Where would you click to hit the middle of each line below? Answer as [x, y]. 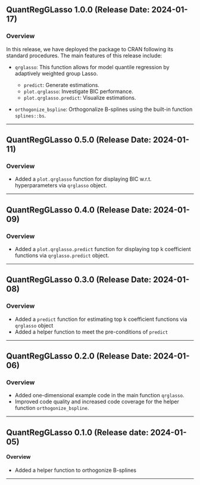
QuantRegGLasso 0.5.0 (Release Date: [79, 140]
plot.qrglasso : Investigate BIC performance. [79, 91]
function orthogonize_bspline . [52, 408]
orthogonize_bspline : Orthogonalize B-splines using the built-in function [104, 109]
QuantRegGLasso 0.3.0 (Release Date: [79, 280]
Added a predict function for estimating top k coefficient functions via [101, 319]
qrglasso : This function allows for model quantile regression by [92, 67]
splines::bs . [30, 115]
